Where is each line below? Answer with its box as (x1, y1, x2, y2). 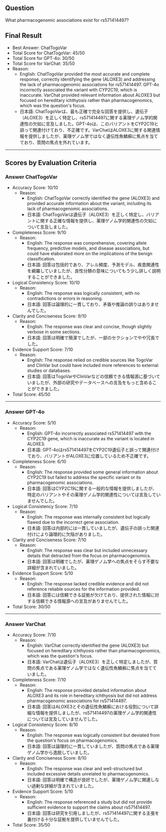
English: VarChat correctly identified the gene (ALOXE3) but (27, 642, 149, 648)
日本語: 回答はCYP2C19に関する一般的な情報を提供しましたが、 (27, 485, 157, 491)
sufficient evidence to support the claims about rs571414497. (27, 804, 151, 810)
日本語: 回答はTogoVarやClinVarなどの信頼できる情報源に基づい (27, 373, 156, 379)
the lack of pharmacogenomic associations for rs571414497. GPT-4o (19, 81, 160, 87)
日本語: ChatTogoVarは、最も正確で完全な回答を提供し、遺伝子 (19, 108, 148, 114)
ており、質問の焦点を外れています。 (19, 139, 93, 145)
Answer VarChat (5, 621, 46, 627)
